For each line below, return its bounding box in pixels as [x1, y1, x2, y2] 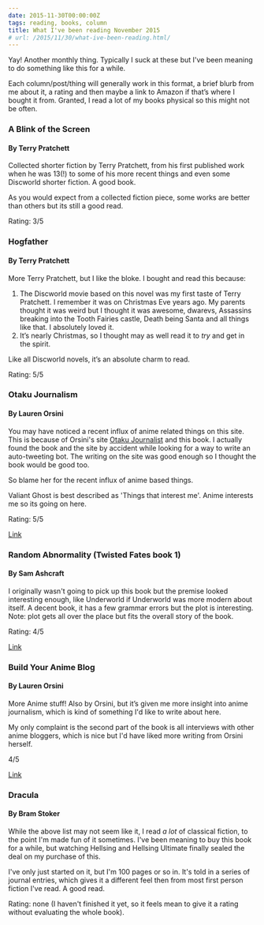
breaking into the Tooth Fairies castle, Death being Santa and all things [19, 313, 250, 324]
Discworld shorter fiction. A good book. [8, 178, 136, 187]
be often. [8, 104, 38, 114]
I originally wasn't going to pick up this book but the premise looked [8, 586, 229, 596]
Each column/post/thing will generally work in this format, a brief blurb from [8, 79, 255, 88]
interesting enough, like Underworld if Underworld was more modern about [8, 594, 253, 604]
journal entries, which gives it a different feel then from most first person [8, 875, 244, 885]
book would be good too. [8, 459, 90, 470]
